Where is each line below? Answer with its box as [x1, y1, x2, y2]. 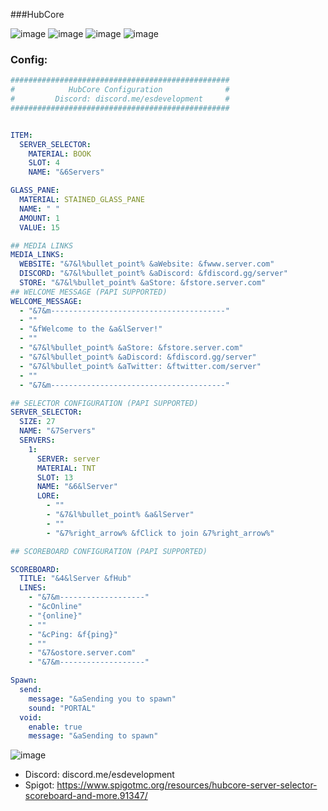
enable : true [28, 722, 83, 732]
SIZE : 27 [19, 417, 56, 427]
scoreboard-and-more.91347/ [24, 790, 148, 802]
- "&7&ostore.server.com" [28, 648, 137, 658]
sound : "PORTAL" [28, 703, 97, 713]
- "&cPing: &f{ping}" [28, 629, 118, 639]
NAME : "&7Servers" [19, 426, 97, 436]
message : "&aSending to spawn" [28, 731, 159, 741]
